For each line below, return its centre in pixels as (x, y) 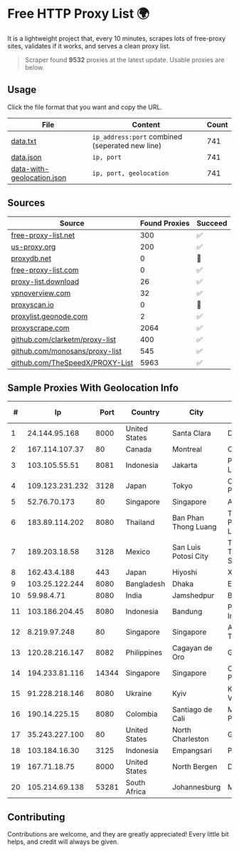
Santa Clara (191, 434)
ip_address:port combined (137, 136)
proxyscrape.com (40, 327)
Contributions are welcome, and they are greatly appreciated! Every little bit (118, 834)
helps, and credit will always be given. (63, 842)
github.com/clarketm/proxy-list (63, 339)
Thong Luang (194, 527)
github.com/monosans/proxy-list (67, 351)
